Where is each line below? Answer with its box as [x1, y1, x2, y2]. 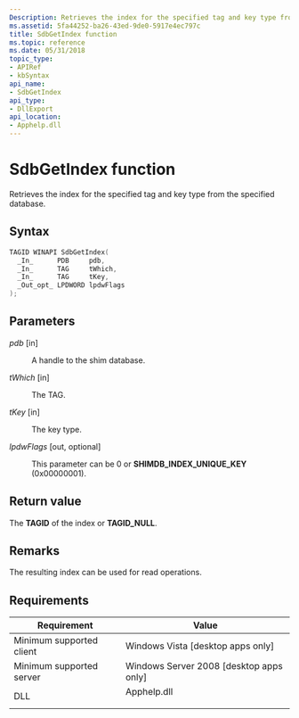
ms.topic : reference [9, 37, 86, 47]
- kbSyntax [9, 71, 50, 80]
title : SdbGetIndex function [9, 29, 117, 38]
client [13, 646, 37, 658]
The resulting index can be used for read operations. [9, 567, 202, 578]
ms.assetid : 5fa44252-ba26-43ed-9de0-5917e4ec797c [9, 21, 201, 30]
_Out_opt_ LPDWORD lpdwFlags [17, 281, 125, 290]
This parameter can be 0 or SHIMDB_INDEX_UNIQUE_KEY [31, 458, 247, 469]
